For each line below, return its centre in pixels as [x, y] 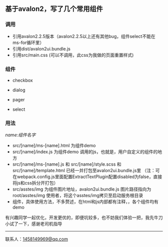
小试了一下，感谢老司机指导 [34, 224]
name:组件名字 [20, 135]
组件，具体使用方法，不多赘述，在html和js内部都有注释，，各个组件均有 [85, 202]
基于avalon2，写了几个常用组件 [54, 9]
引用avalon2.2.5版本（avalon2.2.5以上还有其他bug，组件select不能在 [84, 36]
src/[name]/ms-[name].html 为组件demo [54, 146]
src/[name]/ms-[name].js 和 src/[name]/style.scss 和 [67, 164]
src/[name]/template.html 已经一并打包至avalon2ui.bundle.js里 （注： [84, 171]
